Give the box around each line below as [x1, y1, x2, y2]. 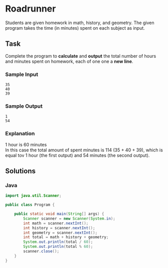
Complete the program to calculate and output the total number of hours [5, 53, 156, 59]
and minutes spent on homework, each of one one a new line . [5, 58, 133, 64]
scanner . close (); [23, 249, 59, 254]
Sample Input [5, 71, 39, 78]
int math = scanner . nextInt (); [23, 221, 89, 226]
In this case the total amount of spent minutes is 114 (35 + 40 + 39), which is [5, 147, 163, 153]
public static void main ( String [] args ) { [14, 212, 104, 217]
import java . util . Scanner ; [5, 193, 62, 199]
